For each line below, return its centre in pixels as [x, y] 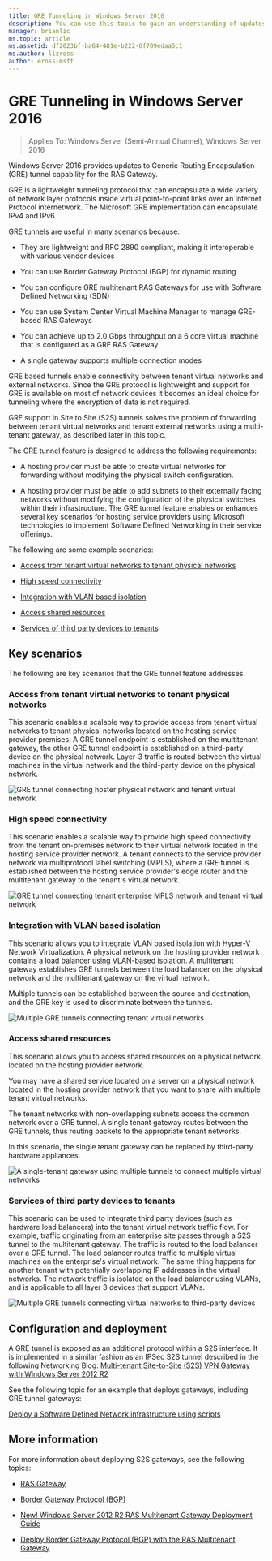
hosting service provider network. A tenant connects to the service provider [135, 854]
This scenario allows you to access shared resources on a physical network [135, 1056]
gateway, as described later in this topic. [99, 434]
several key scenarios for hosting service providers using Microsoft [132, 516]
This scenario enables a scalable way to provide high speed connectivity [130, 837]
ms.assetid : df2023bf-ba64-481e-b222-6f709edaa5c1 [96, 46]
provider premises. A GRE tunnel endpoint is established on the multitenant [134, 739]
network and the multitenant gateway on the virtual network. [109, 977]
